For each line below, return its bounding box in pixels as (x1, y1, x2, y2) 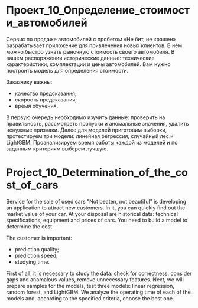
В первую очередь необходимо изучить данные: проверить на (6, 113, 165, 121)
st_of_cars (6, 178, 59, 192)
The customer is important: (6, 234, 72, 241)
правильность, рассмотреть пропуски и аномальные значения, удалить (6, 120, 189, 127)
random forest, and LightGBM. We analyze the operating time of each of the (6, 289, 191, 296)
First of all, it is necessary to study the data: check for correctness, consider (6, 270, 192, 277)
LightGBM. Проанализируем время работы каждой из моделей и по (6, 139, 178, 146)
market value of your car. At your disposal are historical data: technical (6, 210, 178, 217)
